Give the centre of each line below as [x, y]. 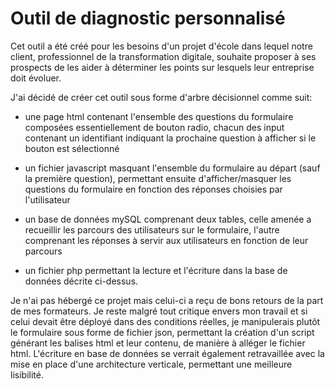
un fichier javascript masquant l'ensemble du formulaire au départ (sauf [172, 168]
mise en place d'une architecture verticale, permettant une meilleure [151, 364]
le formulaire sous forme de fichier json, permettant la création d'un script [162, 332]
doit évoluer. [36, 78]
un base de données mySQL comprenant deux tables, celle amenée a [168, 219]
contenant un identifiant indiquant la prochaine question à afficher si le [170, 138]
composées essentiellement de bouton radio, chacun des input [154, 127]
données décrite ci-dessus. [81, 281]
